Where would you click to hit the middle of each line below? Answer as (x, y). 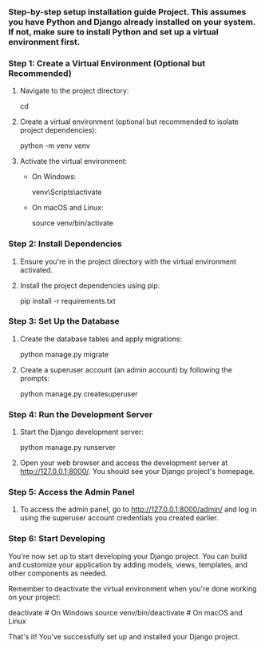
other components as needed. (58, 573)
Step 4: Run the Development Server (81, 414)
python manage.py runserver (67, 448)
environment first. (44, 42)
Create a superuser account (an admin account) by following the (126, 369)
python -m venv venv (55, 145)
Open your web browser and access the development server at (124, 463)
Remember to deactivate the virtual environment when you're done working (132, 588)
